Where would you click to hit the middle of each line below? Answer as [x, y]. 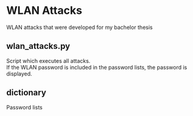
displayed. [19, 74]
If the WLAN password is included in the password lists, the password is [97, 67]
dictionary [26, 93]
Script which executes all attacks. [48, 60]
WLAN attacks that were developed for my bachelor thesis [80, 27]
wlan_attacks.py [38, 46]
